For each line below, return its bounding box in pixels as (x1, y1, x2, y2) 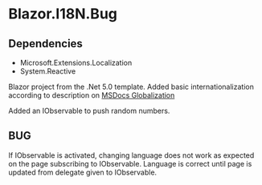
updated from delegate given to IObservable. (8, 167, 158, 177)
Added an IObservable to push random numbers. (8, 106, 170, 115)
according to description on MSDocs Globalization (8, 90, 175, 100)
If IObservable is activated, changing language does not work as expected (8, 150, 255, 160)
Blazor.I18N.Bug (8, 5, 118, 23)
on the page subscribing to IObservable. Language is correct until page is (8, 159, 252, 168)
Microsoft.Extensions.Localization (19, 58, 133, 67)
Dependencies (8, 37, 83, 50)
